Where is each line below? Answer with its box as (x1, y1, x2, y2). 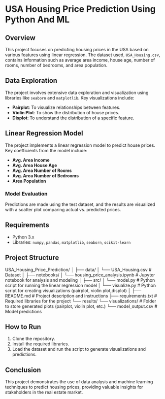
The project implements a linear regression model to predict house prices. (5, 142, 155, 148)
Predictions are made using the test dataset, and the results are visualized (5, 201, 155, 207)
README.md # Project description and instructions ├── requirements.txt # (5, 293, 157, 299)
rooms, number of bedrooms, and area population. (5, 63, 107, 68)
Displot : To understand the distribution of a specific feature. (12, 115, 134, 121)
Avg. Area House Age (12, 162, 58, 168)
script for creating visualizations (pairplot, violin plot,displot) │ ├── (5, 287, 141, 294)
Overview (5, 33, 36, 42)
